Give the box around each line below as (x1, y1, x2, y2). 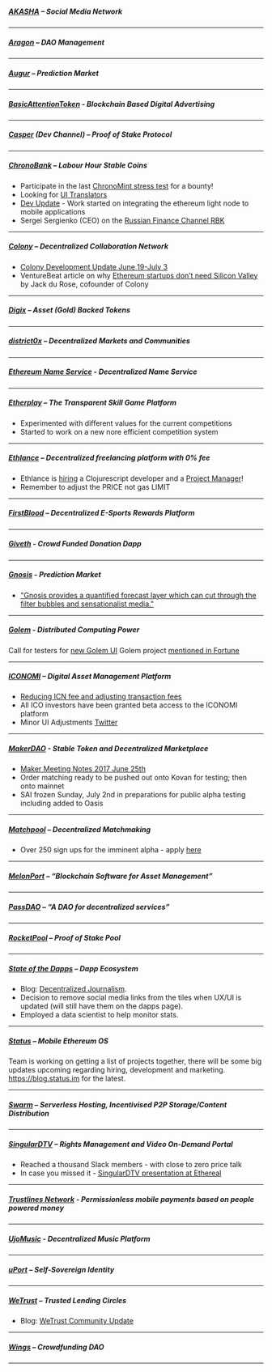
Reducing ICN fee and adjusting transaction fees (19, 692, 182, 702)
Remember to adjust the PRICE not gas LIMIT (19, 482, 171, 491)
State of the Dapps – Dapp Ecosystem (8, 963, 139, 973)
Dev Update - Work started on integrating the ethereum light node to (19, 198, 249, 208)
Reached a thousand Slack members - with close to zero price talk (19, 1160, 243, 1170)
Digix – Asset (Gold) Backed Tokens (8, 305, 131, 315)
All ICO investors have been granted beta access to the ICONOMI (19, 700, 238, 710)
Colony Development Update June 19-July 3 (19, 261, 168, 271)
